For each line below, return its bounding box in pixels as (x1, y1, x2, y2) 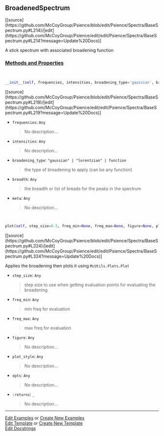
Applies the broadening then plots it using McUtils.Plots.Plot (5, 263, 130, 268)
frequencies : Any (12, 119, 46, 125)
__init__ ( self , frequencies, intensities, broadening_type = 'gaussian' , (5, 80, 154, 85)
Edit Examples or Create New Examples (5, 415, 84, 421)
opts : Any (12, 372, 30, 378)
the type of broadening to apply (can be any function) (24, 167, 133, 172)
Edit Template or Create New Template (5, 420, 83, 426)
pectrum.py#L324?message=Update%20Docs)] (5, 253, 102, 259)
